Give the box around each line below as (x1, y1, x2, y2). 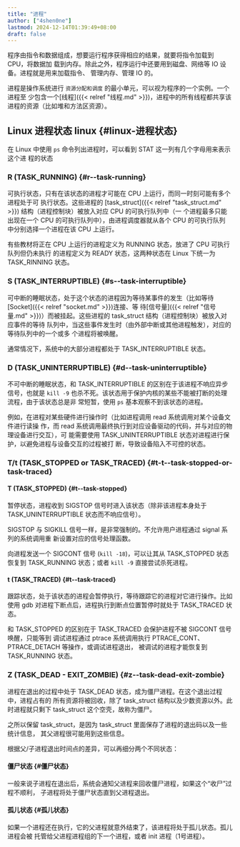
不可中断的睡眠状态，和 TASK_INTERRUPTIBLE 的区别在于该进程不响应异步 (7, 379, 229, 388)
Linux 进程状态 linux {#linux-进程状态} (7, 124, 178, 136)
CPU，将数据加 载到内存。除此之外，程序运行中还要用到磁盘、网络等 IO (7, 60, 219, 69)
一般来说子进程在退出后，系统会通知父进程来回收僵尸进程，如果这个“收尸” (7, 779, 226, 788)
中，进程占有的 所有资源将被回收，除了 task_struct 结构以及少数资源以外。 (7, 696, 226, 704)
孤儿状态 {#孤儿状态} (7, 806, 69, 814)
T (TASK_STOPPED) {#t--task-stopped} (7, 484, 127, 493)
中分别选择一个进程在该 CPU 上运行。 (7, 225, 119, 234)
